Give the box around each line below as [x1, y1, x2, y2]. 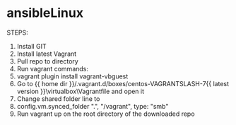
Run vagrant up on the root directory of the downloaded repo [16, 109, 195, 118]
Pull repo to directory [16, 56, 78, 65]
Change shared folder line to [16, 94, 100, 103]
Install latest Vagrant [16, 49, 77, 58]
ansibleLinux [6, 5, 84, 21]
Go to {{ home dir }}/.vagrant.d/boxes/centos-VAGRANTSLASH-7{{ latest [16, 79, 230, 88]
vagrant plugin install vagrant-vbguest [16, 72, 129, 81]
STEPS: [6, 28, 29, 37]
